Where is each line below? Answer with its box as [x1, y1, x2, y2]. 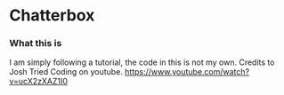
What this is [9, 37, 62, 50]
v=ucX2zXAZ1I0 [9, 76, 69, 87]
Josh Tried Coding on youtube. [9, 67, 123, 77]
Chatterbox [9, 5, 95, 26]
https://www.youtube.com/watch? [124, 67, 250, 77]
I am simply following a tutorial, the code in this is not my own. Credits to [9, 57, 275, 67]
